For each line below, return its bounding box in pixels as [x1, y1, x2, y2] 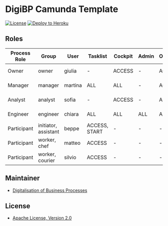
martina [64, 82, 82, 89]
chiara [64, 110, 79, 117]
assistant [38, 128, 59, 135]
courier [38, 157, 55, 164]
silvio [64, 154, 76, 161]
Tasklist [88, 53, 107, 60]
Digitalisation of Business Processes [12, 187, 87, 193]
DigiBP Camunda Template [5, 4, 118, 15]
